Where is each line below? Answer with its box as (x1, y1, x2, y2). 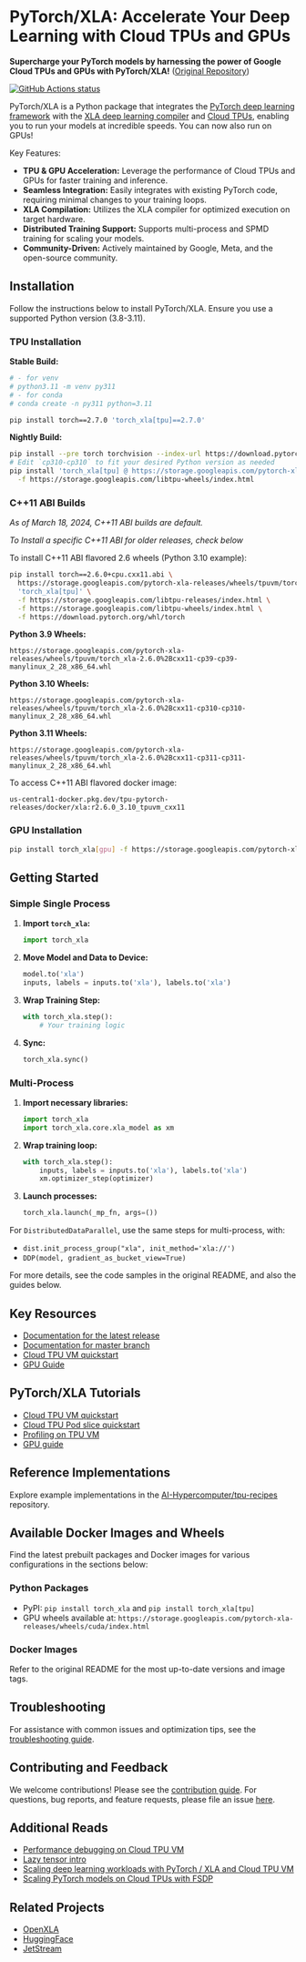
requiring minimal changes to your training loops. (22, 194, 208, 205)
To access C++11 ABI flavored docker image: (9, 777, 178, 789)
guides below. (9, 1280, 62, 1291)
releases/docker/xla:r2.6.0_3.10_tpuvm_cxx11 (9, 803, 185, 812)
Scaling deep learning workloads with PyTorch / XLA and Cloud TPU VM (22, 1864, 294, 1875)
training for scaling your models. (22, 232, 145, 243)
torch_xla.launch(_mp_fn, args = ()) (22, 1209, 158, 1218)
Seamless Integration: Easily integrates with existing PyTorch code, (22, 184, 278, 195)
